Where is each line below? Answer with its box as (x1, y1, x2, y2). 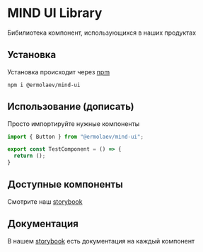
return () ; (13, 152, 46, 160)
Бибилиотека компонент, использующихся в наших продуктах (7, 28, 197, 37)
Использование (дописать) (7, 101, 134, 113)
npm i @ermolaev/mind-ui (7, 81, 81, 88)
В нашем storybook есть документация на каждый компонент (7, 236, 195, 245)
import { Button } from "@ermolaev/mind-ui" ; (7, 133, 144, 140)
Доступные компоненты (7, 178, 124, 190)
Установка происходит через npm (7, 67, 110, 76)
